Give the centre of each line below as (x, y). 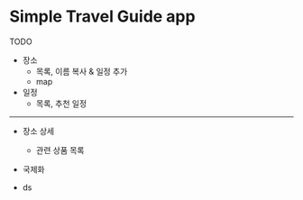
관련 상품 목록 (60, 150)
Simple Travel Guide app (102, 17)
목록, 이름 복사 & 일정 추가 (82, 71)
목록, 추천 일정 (61, 103)
